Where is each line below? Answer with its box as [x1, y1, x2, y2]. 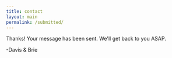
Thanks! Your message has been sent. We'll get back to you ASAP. [6, 35, 166, 42]
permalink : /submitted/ [6, 19, 64, 25]
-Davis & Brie [6, 46, 38, 53]
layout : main [6, 14, 38, 20]
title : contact [6, 8, 43, 14]
